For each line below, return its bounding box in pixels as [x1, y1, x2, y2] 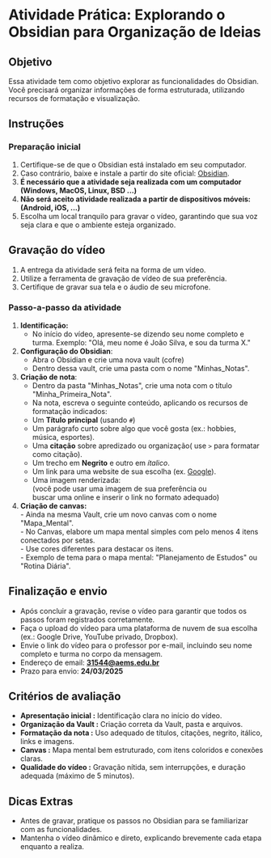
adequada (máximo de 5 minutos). [19, 771, 135, 781]
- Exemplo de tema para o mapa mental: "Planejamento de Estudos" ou [19, 552, 257, 562]
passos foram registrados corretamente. [19, 615, 155, 624]
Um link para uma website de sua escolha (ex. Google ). [32, 467, 217, 476]
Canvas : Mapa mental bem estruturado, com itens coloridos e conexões [19, 746, 264, 755]
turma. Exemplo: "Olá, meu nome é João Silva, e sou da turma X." [32, 337, 251, 347]
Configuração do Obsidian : [19, 346, 113, 356]
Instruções [8, 117, 65, 131]
